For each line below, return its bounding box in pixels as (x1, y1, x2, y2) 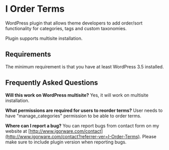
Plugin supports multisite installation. (5, 35, 83, 41)
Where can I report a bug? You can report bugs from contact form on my (5, 122, 159, 129)
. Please (139, 133, 157, 139)
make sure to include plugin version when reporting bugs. (5, 139, 127, 145)
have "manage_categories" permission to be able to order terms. (5, 113, 141, 119)
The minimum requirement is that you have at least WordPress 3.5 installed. (5, 63, 164, 69)
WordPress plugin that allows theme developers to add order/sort (5, 20, 143, 26)
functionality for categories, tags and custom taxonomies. (5, 25, 127, 31)
